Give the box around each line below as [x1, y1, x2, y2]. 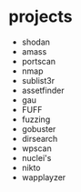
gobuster [21, 123, 56, 134]
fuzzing [21, 114, 51, 125]
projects [8, 6, 74, 27]
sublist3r [21, 75, 56, 86]
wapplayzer [21, 171, 66, 183]
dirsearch [21, 133, 58, 144]
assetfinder [21, 85, 65, 96]
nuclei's [21, 152, 52, 163]
